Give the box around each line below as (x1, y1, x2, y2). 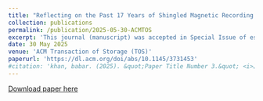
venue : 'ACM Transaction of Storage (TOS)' (8, 48, 153, 56)
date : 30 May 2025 (8, 41, 68, 49)
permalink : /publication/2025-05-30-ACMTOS (8, 26, 153, 34)
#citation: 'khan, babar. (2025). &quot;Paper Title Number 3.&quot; (8, 63, 240, 70)
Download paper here (8, 84, 78, 93)
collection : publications (8, 19, 92, 27)
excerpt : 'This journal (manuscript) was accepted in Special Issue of (8, 33, 247, 41)
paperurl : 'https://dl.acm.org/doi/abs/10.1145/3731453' (8, 56, 198, 63)
